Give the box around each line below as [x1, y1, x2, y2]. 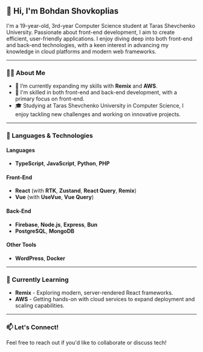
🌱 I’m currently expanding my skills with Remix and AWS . [14, 82, 158, 90]
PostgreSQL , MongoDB [14, 227, 74, 235]
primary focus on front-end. [14, 95, 85, 103]
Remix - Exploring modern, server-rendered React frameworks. [14, 289, 173, 296]
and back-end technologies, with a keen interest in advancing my [6, 41, 169, 48]
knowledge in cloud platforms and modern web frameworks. [6, 48, 157, 55]
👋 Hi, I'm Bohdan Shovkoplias [6, 6, 119, 16]
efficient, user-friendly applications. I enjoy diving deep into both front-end [6, 34, 193, 42]
